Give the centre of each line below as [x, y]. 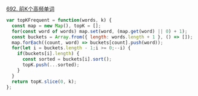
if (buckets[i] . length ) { [48, 54]
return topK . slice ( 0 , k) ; [44, 82]
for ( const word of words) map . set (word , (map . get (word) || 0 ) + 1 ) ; [100, 31]
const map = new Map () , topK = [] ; [56, 26]
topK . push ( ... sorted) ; [51, 65]
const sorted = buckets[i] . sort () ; [67, 59]
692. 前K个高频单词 [30, 9]
